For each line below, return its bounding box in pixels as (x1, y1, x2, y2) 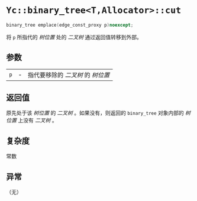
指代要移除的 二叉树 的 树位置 (27, 70, 110, 79)
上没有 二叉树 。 (17, 117, 57, 124)
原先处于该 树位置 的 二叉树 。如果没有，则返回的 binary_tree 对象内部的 (6, 109, 185, 116)
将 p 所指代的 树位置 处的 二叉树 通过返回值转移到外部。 (6, 33, 142, 40)
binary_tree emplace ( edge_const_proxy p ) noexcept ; (6, 22, 134, 28)
